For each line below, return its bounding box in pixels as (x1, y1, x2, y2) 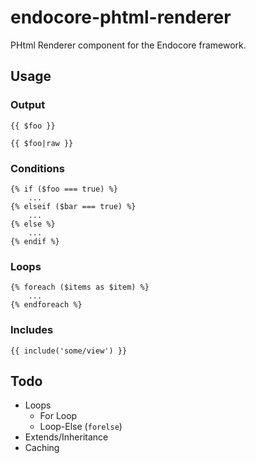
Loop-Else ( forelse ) (39, 421, 123, 433)
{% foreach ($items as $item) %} (10, 282, 150, 293)
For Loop (39, 410, 78, 422)
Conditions (10, 161, 65, 175)
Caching (24, 442, 60, 454)
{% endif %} (10, 236, 60, 246)
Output (10, 98, 46, 112)
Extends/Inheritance (24, 431, 109, 443)
